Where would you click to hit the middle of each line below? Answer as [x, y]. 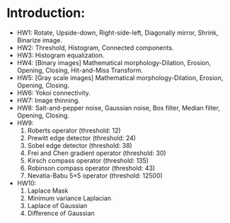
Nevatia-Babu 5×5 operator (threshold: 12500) [95, 176]
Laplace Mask [48, 190]
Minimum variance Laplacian [69, 198]
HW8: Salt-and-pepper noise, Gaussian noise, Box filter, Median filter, [119, 108]
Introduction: [46, 13]
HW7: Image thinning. [48, 100]
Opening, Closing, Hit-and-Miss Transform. [80, 70]
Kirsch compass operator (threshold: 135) [88, 160]
